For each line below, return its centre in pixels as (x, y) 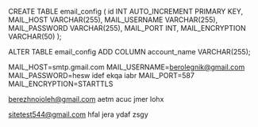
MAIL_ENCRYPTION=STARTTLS (61, 84)
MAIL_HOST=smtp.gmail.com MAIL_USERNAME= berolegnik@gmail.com (127, 67)
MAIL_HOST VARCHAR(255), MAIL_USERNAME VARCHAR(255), (113, 20)
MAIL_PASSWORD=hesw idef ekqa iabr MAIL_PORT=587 (101, 75)
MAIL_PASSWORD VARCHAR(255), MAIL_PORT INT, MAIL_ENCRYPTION (127, 28)
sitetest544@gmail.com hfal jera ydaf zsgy (78, 114)
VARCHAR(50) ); (35, 36)
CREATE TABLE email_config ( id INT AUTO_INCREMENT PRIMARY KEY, (126, 11)
